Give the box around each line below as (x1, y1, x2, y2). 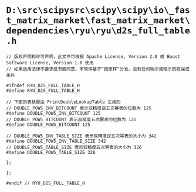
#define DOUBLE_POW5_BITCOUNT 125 (6, 122, 91, 128)
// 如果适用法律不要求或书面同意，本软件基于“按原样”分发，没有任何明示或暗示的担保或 (6, 66, 190, 72)
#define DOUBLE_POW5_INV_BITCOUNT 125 (6, 110, 101, 116)
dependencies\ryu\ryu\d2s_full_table (6, 25, 191, 36)
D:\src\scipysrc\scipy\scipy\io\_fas (6, 5, 191, 16)
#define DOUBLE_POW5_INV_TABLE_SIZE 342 (6, 138, 107, 144)
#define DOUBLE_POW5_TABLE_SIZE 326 (6, 149, 96, 155)
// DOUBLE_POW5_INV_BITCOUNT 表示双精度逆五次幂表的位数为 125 (6, 105, 151, 111)
